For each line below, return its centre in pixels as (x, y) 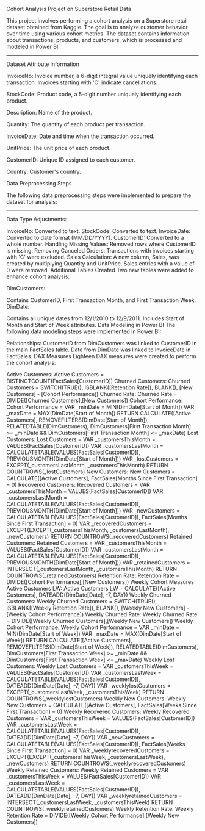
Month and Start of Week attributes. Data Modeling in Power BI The (91, 325)
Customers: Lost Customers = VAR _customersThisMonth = (81, 439)
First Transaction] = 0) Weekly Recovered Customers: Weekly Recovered (98, 711)
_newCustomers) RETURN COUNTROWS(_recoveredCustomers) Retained (99, 537)
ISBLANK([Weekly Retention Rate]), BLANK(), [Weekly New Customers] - (98, 608)
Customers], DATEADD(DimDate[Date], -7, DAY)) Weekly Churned (89, 595)
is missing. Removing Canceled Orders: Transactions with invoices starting (100, 250)
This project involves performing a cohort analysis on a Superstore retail (97, 20)
